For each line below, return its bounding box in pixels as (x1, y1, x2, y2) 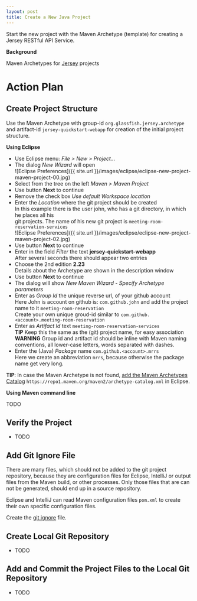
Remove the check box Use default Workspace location (14, 193, 150, 200)
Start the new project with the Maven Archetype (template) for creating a (6, 30, 183, 37)
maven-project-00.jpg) (14, 174, 71, 181)
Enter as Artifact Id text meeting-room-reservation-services (14, 322, 160, 329)
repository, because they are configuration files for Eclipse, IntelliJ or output (6, 472, 191, 479)
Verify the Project (6, 417, 73, 427)
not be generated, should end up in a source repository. (6, 485, 142, 492)
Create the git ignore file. (6, 514, 67, 521)
